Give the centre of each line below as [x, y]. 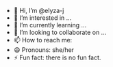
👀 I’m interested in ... [42, 18]
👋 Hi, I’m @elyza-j [39, 11]
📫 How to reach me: [43, 40]
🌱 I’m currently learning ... [50, 25]
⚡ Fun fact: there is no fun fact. [57, 57]
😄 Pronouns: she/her [43, 50]
